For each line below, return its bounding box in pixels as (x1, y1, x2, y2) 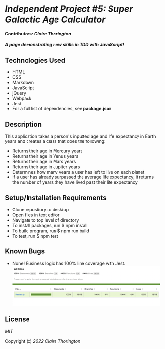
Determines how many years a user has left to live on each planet (12, 169, 145, 174)
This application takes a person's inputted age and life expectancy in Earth (5, 133, 156, 139)
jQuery (12, 90, 26, 96)
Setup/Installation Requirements (5, 194, 107, 202)
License (5, 315, 30, 324)
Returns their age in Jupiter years (12, 164, 80, 170)
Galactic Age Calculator (5, 14, 106, 25)
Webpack (12, 95, 32, 102)
